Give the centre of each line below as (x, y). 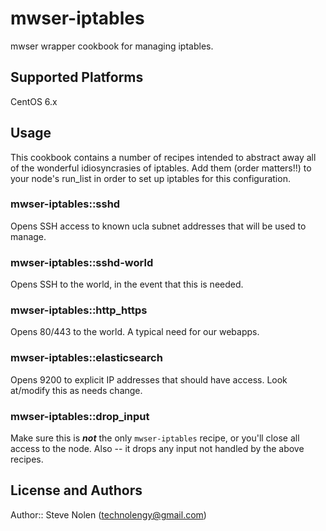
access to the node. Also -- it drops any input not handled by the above (157, 449)
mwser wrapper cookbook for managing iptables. (112, 46)
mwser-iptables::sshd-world (82, 262)
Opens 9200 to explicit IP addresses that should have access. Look (149, 379)
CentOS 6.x (34, 101)
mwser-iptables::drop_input (80, 416)
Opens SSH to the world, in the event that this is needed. (127, 284)
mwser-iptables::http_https (79, 310)
